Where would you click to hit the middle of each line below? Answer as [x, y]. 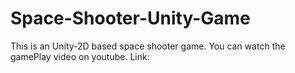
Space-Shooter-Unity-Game [130, 18]
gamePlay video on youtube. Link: [80, 56]
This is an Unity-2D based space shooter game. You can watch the [148, 46]
